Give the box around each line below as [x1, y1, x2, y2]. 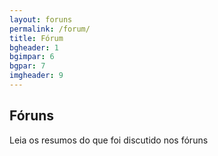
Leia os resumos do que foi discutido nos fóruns [9, 134, 209, 146]
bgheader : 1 [9, 42, 59, 53]
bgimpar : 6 [9, 52, 55, 62]
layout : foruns [9, 14, 73, 25]
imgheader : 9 [9, 71, 64, 81]
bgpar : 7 [9, 61, 46, 71]
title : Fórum [9, 33, 64, 43]
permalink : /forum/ [9, 24, 91, 34]
